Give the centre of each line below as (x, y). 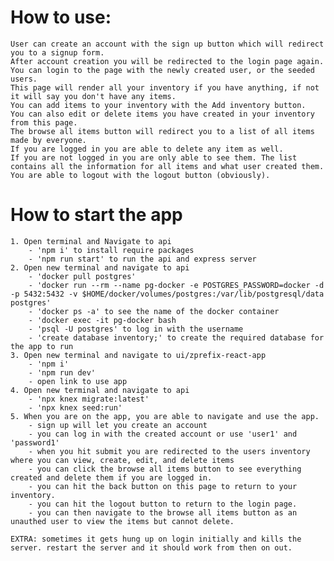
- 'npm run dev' (62, 372)
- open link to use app (78, 381)
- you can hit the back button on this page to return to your (163, 486)
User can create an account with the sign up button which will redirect (167, 44)
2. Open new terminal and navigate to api (100, 267)
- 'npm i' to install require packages (111, 250)
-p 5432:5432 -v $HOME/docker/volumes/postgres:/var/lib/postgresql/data (167, 294)
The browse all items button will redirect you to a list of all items (162, 131)
